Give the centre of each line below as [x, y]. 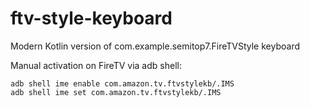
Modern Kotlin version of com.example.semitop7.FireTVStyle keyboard [155, 46]
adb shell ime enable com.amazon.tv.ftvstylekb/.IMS [122, 83]
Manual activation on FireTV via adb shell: [96, 65]
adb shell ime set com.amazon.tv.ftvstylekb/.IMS [116, 92]
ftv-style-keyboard [91, 18]
